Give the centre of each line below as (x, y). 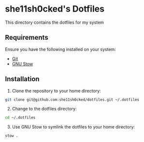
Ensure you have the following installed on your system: (60, 49)
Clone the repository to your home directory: (56, 91)
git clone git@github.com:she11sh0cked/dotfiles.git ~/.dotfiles (72, 100)
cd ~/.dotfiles (20, 118)
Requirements (27, 38)
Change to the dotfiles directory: (44, 109)
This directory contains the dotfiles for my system (54, 22)
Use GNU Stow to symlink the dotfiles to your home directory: (73, 127)
